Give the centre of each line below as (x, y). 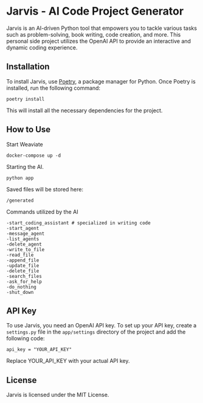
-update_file (23, 266)
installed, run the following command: (53, 88)
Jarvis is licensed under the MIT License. (58, 395)
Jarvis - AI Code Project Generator (95, 11)
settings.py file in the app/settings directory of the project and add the (96, 332)
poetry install (26, 99)
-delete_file (23, 271)
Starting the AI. (25, 166)
